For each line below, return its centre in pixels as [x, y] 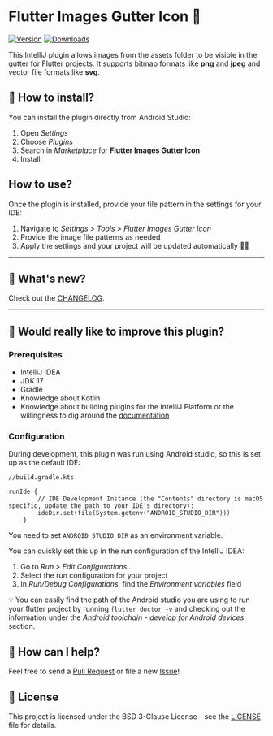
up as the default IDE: [45, 463]
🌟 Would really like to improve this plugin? [117, 331]
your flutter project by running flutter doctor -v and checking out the [127, 609]
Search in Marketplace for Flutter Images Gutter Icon [110, 150]
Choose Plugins [46, 141]
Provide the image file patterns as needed [90, 237]
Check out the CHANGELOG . [56, 298]
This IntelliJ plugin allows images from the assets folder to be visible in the [133, 54]
